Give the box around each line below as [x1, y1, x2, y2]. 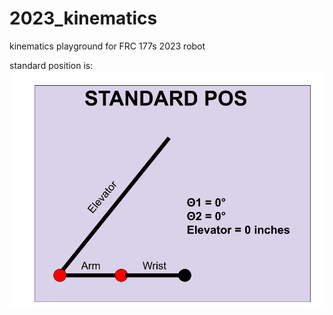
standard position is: [9, 59, 94, 71]
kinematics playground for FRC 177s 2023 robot [9, 40, 206, 52]
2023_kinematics [9, 7, 158, 30]
